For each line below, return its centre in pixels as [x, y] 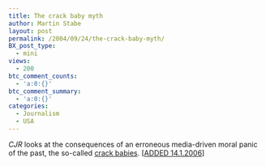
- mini [27, 53]
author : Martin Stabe [45, 23]
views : [19, 62]
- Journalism [38, 114]
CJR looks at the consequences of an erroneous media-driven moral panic [133, 144]
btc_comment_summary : [45, 91]
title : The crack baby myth [56, 16]
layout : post [30, 31]
